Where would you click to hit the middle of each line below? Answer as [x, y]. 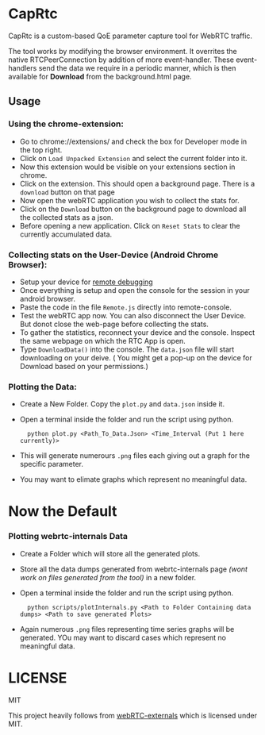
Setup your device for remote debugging [86, 282]
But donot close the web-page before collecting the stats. [114, 324]
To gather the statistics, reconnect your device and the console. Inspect [137, 332]
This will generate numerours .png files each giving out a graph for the [134, 456]
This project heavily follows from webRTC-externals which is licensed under [133, 715]
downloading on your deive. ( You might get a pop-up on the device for [136, 357]
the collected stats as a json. [66, 217]
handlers [23, 67]
